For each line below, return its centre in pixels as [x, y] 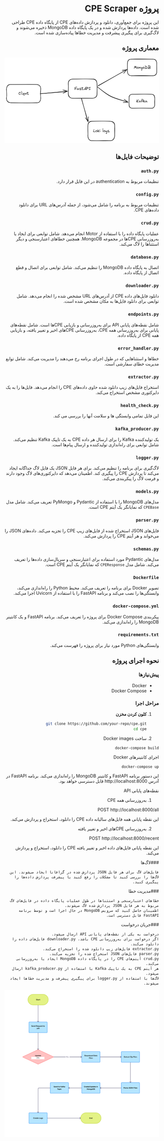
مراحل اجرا [147, 703]
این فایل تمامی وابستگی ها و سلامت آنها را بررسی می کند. [106, 416]
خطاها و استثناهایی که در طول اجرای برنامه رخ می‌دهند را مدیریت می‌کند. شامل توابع [82, 358]
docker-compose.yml [136, 606]
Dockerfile [146, 577]
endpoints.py [143, 314]
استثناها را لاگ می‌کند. [139, 244]
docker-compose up [140, 767]
